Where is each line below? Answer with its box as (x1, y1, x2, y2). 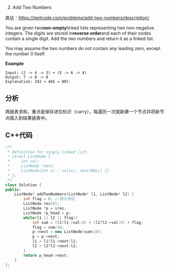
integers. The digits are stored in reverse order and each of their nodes (5, 30, 151, 36)
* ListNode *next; (7, 164, 55, 169)
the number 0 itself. (5, 51, 46, 57)
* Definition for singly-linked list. (7, 149, 89, 155)
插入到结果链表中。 (9, 115, 49, 121)
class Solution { (5, 182, 42, 188)
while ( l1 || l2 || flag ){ (23, 215, 78, 220)
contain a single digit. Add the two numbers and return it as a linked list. (5, 35, 154, 41)
